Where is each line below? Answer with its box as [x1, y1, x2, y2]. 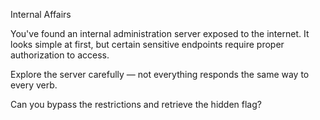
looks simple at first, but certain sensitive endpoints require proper [10, 39, 285, 50]
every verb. [10, 79, 58, 91]
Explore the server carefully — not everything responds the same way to [10, 69, 310, 80]
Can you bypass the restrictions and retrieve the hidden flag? [10, 99, 262, 110]
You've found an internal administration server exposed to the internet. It [10, 28, 310, 39]
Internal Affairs [10, 9, 72, 20]
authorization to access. [10, 49, 110, 61]
